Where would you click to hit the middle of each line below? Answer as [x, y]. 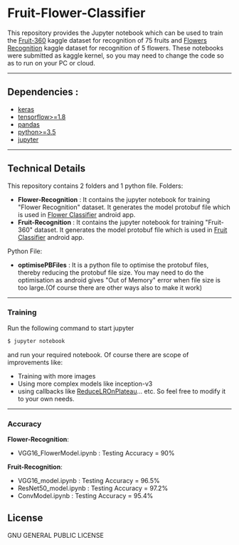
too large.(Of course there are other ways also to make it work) [110, 287]
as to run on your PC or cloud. [52, 63]
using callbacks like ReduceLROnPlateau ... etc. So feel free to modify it [122, 391]
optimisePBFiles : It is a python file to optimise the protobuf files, [113, 265]
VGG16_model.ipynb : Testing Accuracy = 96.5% [89, 481]
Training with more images [57, 376]
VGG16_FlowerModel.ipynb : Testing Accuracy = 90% [96, 453]
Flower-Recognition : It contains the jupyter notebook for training [114, 199]
